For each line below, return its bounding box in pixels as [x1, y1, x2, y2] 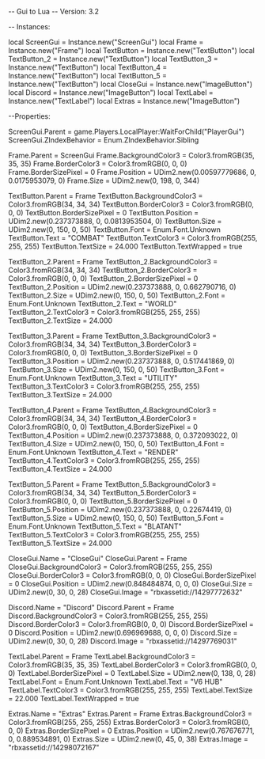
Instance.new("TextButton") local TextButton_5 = [8, 71, 168, 80]
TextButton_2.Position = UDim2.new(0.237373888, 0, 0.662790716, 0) [8, 283, 237, 291]
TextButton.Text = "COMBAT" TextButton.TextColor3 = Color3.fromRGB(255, [8, 233, 258, 242]
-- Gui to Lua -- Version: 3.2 [8, 7, 100, 16]
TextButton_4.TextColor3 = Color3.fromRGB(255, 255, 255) [8, 456, 200, 465]
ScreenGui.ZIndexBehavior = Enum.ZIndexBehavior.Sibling [8, 135, 199, 145]
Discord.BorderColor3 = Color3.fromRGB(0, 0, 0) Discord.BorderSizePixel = [8, 620, 255, 628]
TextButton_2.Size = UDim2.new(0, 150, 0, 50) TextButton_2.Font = [8, 290, 226, 300]
